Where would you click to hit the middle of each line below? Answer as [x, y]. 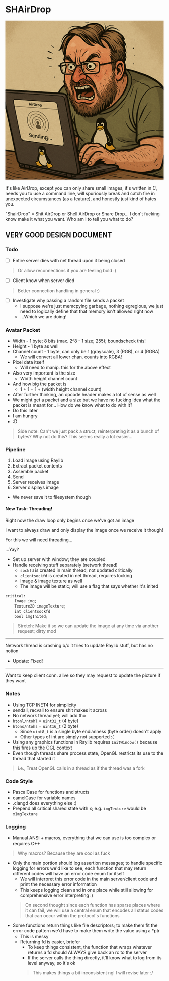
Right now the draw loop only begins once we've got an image [70, 520]
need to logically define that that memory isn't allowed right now [87, 311]
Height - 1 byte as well [35, 346]
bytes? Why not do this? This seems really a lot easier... [75, 437]
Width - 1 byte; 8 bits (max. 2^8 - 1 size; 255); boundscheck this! [79, 341]
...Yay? [12, 549]
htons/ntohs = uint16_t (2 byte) [46, 726]
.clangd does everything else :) [45, 803]
